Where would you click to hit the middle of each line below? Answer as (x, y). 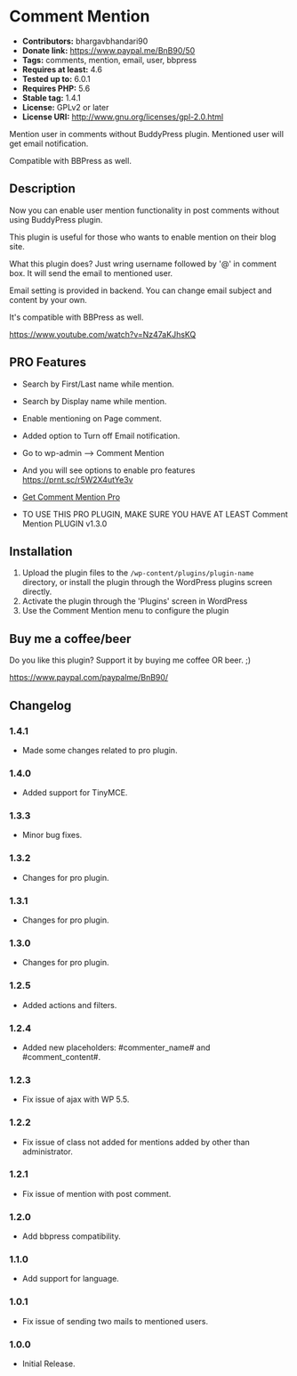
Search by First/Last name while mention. (98, 384)
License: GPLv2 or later (65, 107)
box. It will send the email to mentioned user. (91, 273)
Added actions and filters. (69, 1005)
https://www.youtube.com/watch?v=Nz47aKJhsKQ (103, 334)
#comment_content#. (61, 1056)
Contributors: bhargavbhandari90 (85, 41)
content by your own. (48, 299)
